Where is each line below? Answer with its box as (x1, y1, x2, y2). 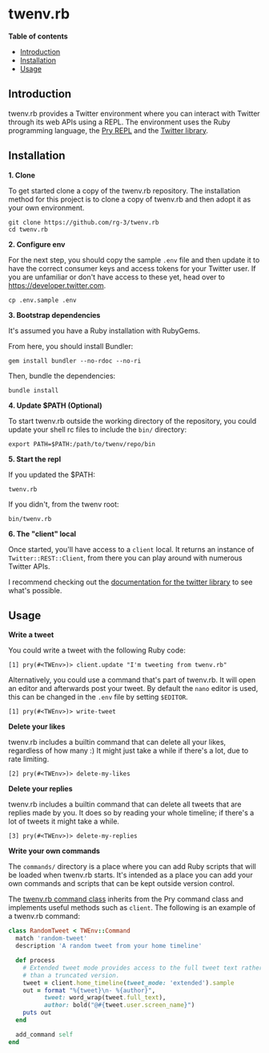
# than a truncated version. (22, 971, 120, 979)
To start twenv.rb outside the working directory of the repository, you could (8, 416, 257, 425)
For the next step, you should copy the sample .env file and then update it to (8, 254, 260, 265)
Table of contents (8, 31, 68, 41)
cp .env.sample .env (8, 296, 78, 304)
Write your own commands (8, 846, 100, 856)
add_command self (15, 1031, 74, 1039)
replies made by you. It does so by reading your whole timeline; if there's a (8, 808, 255, 818)
